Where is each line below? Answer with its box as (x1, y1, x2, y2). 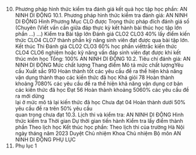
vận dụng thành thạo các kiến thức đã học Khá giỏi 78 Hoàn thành (15, 74, 174, 81)
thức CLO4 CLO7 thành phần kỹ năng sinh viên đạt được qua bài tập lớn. (15, 37, 190, 43)
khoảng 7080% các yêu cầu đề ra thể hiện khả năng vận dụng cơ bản (15, 80, 183, 87)
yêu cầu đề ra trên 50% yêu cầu (15, 105, 93, 112)
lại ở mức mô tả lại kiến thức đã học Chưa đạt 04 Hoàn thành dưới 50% (15, 99, 186, 105)
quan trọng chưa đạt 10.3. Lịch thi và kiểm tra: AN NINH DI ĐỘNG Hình (15, 111, 184, 118)
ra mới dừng (15, 92, 44, 99)
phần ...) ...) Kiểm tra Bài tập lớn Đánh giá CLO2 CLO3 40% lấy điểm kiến (15, 30, 190, 37)
